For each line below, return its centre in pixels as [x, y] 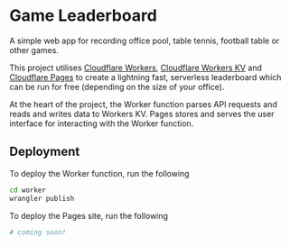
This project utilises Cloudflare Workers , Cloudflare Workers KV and [136, 68]
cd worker [28, 190]
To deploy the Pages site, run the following [89, 215]
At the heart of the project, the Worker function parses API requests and [143, 104]
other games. [34, 50]
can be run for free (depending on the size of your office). [117, 87]
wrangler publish [42, 198]
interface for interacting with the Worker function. [102, 123]
